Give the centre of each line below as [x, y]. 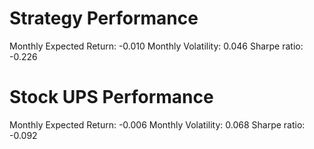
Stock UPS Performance [111, 97]
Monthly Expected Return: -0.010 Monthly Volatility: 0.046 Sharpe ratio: [156, 46]
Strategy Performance [104, 18]
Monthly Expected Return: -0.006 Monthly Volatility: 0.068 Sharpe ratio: [157, 124]
